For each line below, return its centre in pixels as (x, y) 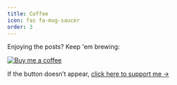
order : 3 (20, 27)
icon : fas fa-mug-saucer (44, 20)
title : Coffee (28, 14)
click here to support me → (130, 74)
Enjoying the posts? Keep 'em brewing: (64, 47)
